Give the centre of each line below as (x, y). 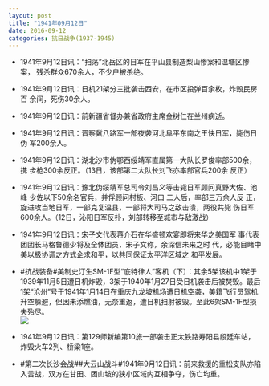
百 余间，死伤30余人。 (57, 99)
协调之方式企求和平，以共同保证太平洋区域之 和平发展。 (134, 254)
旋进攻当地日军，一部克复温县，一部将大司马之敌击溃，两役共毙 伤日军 (137, 207)
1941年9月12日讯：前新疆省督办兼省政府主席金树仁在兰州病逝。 (124, 116)
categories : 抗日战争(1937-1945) (62, 38)
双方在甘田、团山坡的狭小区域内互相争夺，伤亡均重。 (136, 374)
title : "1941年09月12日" (48, 23)
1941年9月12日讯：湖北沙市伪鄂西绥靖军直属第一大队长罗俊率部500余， (138, 160)
